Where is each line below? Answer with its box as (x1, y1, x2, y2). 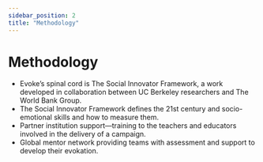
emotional (19, 112, 53, 122)
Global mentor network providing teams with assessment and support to (19, 138, 255, 147)
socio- (221, 104, 243, 114)
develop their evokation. (19, 146, 99, 156)
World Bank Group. (19, 96, 82, 105)
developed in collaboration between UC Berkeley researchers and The (19, 88, 249, 97)
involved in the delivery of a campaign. (19, 130, 146, 139)
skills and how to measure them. (54, 112, 160, 122)
